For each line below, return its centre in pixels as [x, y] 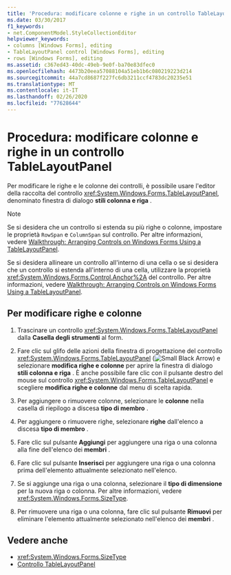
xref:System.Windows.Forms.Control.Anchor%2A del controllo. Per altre [109, 277]
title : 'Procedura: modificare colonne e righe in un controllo [101, 13]
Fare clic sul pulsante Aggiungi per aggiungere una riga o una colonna [117, 442]
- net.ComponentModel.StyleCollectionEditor [72, 33]
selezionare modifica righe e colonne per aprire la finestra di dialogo [115, 365]
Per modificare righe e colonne [75, 313]
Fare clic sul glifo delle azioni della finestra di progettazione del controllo [120, 351]
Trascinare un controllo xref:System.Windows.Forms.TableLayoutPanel [117, 330]
